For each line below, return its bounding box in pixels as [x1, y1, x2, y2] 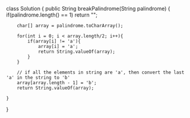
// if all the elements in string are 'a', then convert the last [17, 69, 185, 75]
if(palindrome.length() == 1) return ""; [6, 11, 98, 18]
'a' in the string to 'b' [6, 75, 70, 81]
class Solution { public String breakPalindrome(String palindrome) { [6, 5, 170, 12]
